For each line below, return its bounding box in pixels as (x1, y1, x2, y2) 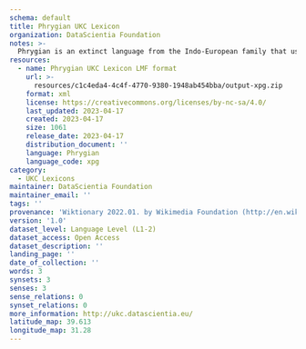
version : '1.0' (9, 215, 67, 225)
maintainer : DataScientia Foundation (9, 183, 153, 192)
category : (9, 165, 47, 174)
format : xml (25, 89, 71, 98)
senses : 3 (9, 284, 47, 293)
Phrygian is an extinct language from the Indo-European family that (17, 47, 287, 56)
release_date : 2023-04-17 (25, 132, 125, 141)
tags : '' (9, 199, 43, 209)
